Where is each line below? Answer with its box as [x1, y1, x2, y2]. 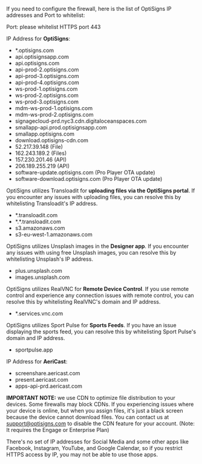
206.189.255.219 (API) [15, 163, 70, 169]
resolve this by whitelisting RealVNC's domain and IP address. [6, 298, 161, 305]
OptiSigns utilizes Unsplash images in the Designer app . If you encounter [6, 243, 189, 250]
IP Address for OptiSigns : [6, 35, 71, 42]
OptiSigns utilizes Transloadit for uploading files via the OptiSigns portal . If [6, 187, 195, 194]
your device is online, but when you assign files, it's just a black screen [6, 407, 183, 414]
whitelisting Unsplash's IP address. [6, 255, 94, 263]
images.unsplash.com [15, 273, 70, 281]
